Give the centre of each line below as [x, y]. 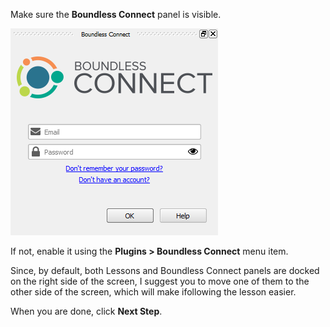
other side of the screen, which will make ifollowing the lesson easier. [153, 292]
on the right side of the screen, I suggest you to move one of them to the [160, 281]
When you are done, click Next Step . [86, 311]
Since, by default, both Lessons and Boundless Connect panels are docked [165, 270]
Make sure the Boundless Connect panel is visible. [116, 14]
